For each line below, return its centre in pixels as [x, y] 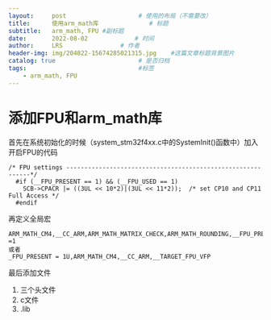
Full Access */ [34, 195]
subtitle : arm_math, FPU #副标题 [66, 31]
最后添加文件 [29, 272]
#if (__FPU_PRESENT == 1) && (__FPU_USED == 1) [97, 181]
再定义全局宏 [29, 218]
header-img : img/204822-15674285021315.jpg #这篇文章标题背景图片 [122, 53]
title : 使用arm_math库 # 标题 [89, 23]
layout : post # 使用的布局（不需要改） [110, 16]
